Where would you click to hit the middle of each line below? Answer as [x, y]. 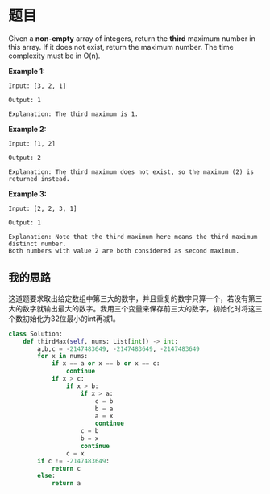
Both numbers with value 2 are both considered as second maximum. [124, 251]
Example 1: [27, 71]
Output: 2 [25, 158]
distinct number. [37, 244]
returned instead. [39, 179]
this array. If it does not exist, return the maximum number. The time [121, 47]
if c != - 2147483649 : [74, 461]
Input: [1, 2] [32, 144]
